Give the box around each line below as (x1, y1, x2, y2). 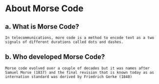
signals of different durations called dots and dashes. (5, 40, 124, 44)
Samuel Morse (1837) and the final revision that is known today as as (5, 70, 154, 75)
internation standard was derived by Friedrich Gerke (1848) (5, 74, 133, 79)
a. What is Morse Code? (5, 22, 79, 31)
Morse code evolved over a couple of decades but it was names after (5, 65, 150, 71)
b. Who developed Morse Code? (5, 53, 105, 61)
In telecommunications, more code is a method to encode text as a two (5, 35, 154, 40)
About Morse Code (5, 3, 84, 14)
